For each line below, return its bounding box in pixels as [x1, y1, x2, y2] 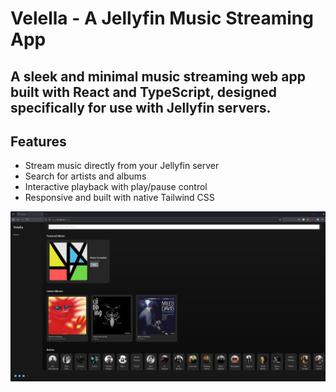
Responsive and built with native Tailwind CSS [24, 192, 215, 204]
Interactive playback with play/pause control [24, 181, 208, 193]
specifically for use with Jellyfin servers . [10, 99, 272, 116]
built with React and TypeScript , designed [10, 83, 278, 101]
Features [10, 133, 67, 150]
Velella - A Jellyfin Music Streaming [10, 7, 314, 30]
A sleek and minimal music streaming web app [10, 68, 306, 85]
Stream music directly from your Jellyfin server [24, 160, 220, 172]
